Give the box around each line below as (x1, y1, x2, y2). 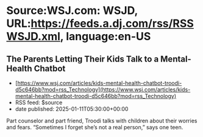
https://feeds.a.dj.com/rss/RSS (30, 16, 194, 30)
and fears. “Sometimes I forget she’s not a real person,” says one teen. (6, 124, 183, 131)
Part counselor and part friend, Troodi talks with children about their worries (6, 117, 198, 124)
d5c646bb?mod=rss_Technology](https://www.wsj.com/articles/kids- (15, 86, 191, 93)
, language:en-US (60, 30, 151, 43)
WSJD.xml (6, 30, 61, 43)
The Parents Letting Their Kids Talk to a (6, 54, 159, 64)
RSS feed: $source (15, 99, 63, 106)
